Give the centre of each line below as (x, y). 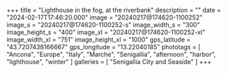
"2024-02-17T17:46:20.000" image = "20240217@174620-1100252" (105, 17)
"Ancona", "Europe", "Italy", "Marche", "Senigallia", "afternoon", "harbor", (111, 54)
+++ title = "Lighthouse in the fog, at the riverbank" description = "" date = (114, 10)
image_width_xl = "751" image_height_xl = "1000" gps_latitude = (99, 40)
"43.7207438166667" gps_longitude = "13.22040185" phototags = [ (104, 47)
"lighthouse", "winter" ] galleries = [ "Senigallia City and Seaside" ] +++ (109, 62)
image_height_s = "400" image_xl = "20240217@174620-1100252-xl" (106, 32)
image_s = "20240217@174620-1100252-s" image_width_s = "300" (103, 25)
